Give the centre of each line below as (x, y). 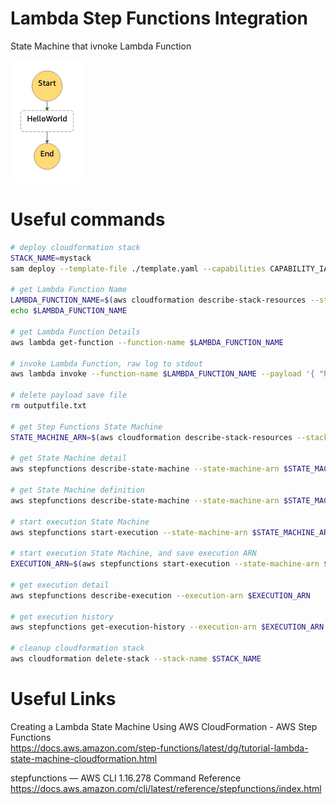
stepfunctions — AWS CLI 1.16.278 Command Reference (126, 778)
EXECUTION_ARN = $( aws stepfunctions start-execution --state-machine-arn (165, 564)
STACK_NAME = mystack (51, 258)
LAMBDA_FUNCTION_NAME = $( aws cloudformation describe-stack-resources (158, 300)
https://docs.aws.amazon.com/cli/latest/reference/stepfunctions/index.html (166, 788)
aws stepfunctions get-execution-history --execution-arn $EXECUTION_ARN (167, 627)
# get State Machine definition (77, 490)
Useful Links (63, 699)
